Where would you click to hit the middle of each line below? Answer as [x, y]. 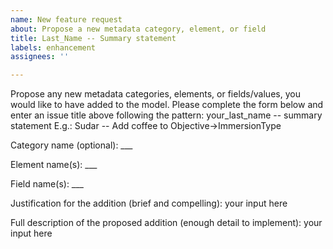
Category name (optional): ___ [71, 145]
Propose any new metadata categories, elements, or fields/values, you [155, 94]
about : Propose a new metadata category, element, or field [138, 29]
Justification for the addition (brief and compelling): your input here [149, 203]
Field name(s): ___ [47, 184]
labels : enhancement [53, 47]
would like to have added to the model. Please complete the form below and [167, 105]
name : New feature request [66, 19]
